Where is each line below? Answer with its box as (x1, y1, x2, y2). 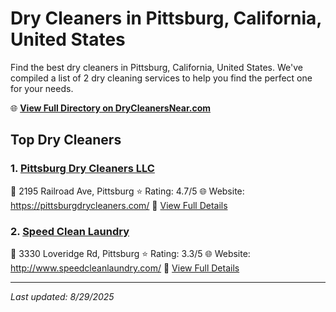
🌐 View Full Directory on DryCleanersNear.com (10, 102, 212, 114)
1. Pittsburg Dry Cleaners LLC (10, 162, 155, 176)
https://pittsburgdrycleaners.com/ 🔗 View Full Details (10, 199, 228, 211)
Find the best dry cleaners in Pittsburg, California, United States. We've (10, 61, 303, 73)
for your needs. (10, 82, 74, 94)
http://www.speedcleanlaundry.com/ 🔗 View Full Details (10, 262, 240, 274)
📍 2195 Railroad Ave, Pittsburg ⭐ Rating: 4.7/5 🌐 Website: (10, 185, 245, 197)
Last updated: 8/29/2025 (10, 290, 115, 302)
